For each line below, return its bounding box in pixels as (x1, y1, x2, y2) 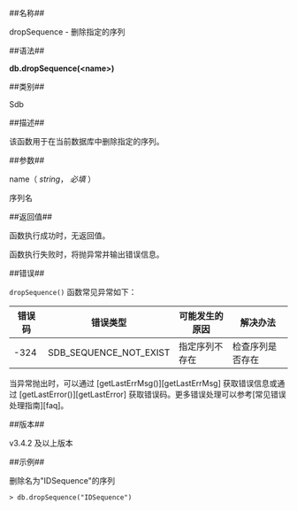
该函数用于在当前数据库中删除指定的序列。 (9, 136, 164, 146)
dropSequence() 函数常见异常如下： (9, 287, 137, 297)
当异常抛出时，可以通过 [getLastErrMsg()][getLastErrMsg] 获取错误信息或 (9, 378, 278, 388)
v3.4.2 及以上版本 (9, 437, 73, 448)
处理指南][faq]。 (9, 400, 69, 410)
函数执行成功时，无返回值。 (9, 230, 110, 241)
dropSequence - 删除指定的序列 (9, 27, 126, 37)
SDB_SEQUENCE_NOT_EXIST (47, 346, 171, 359)
